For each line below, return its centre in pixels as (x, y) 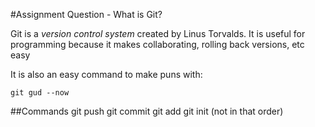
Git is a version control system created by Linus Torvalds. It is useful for (158, 33)
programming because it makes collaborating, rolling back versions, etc (157, 44)
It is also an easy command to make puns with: (106, 74)
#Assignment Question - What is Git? (86, 14)
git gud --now (40, 93)
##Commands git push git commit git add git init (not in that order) (147, 111)
